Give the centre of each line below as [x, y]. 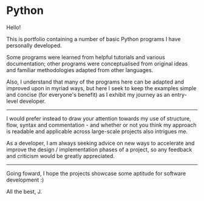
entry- [179, 94]
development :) [25, 180]
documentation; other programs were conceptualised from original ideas [97, 64]
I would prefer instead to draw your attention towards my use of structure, [99, 118]
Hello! [14, 27]
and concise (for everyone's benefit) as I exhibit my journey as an [88, 94]
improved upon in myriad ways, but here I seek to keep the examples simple [101, 88]
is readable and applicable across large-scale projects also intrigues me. [97, 131]
